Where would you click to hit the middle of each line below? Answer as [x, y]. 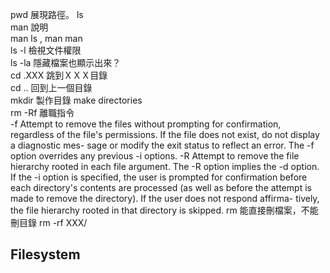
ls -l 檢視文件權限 [46, 50]
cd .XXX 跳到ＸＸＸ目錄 [59, 75]
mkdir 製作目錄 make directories [76, 100]
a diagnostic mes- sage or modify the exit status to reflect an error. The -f [162, 145]
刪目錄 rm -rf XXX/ [49, 222]
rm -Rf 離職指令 [42, 112]
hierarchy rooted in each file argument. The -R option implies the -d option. [165, 166]
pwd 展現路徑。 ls [47, 14]
